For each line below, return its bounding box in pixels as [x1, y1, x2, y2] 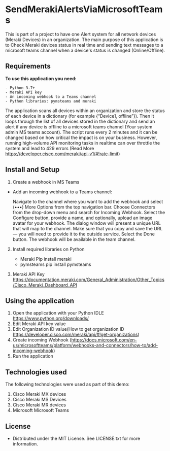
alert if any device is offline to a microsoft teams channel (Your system [5, 123, 153, 130]
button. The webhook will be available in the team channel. [12, 236, 136, 242]
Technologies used [5, 368, 67, 376]
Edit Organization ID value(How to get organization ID [12, 326, 124, 332]
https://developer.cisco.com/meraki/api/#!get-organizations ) [12, 331, 140, 338]
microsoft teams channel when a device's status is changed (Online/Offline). [5, 47, 165, 53]
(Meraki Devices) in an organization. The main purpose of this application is [5, 37, 163, 43]
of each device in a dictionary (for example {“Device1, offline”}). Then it [5, 113, 154, 119]
